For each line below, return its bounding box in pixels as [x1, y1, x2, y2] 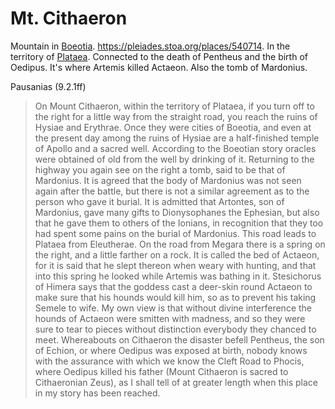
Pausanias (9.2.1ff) [10, 80, 87, 92]
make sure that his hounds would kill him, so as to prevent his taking [34, 291, 317, 303]
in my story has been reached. [34, 387, 161, 399]
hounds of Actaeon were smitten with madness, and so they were [34, 312, 306, 324]
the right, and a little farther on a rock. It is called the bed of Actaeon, [34, 248, 320, 261]
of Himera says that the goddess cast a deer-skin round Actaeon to [34, 280, 313, 292]
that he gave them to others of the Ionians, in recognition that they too [34, 217, 324, 229]
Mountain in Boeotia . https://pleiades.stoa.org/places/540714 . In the [10, 40, 291, 52]
